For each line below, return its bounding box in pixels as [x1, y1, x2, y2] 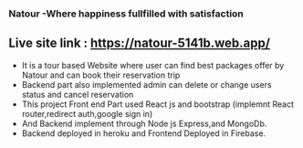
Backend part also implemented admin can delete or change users [21, 79, 272, 90]
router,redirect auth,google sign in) [21, 108, 153, 119]
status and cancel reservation [21, 89, 134, 100]
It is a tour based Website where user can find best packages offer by [21, 59, 285, 70]
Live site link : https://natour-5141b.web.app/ [8, 36, 271, 51]
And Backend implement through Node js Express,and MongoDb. [21, 118, 267, 129]
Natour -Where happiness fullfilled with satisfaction [8, 7, 244, 20]
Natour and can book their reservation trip [21, 69, 181, 80]
